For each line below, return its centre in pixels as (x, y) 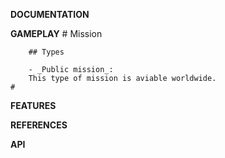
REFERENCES (39, 125)
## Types (46, 52)
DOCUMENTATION (50, 14)
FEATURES (33, 105)
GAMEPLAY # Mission (56, 33)
